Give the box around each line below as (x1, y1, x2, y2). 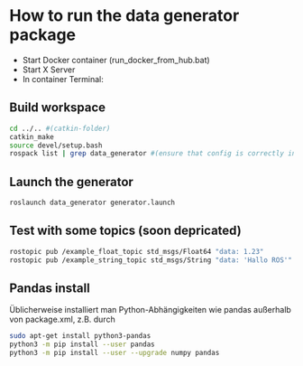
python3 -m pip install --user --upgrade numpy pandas (9, 349, 220, 358)
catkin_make (9, 132, 54, 141)
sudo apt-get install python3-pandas (9, 332, 151, 341)
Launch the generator (9, 174, 133, 190)
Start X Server (22, 64, 76, 75)
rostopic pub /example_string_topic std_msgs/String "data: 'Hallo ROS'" (9, 255, 293, 265)
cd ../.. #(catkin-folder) (9, 124, 111, 133)
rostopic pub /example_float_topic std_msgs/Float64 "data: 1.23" (9, 247, 264, 256)
